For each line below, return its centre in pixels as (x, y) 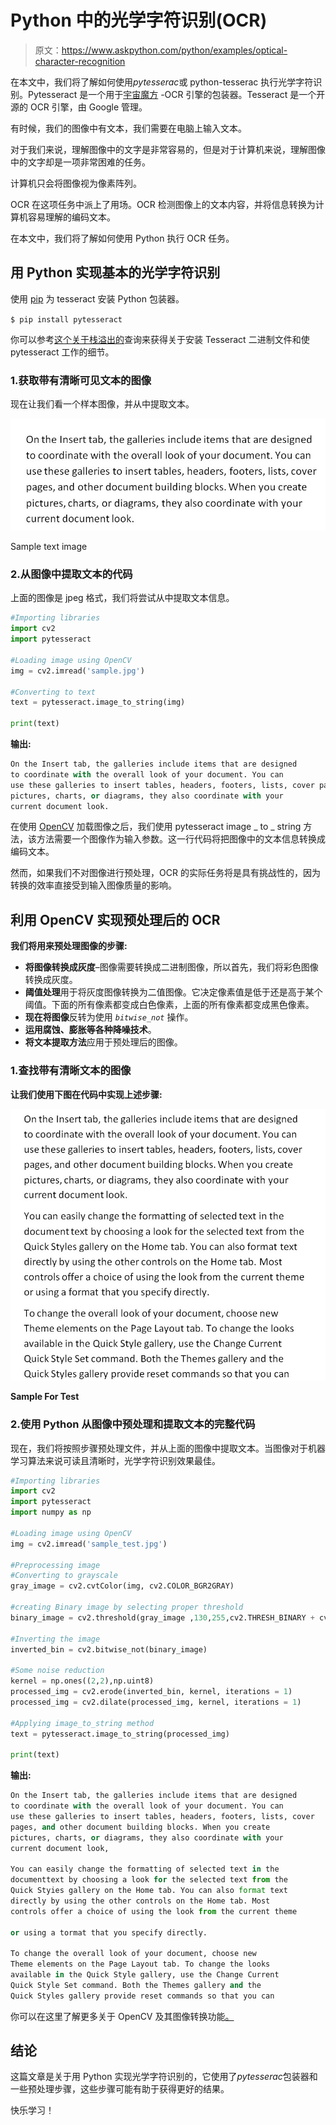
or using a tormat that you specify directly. (109, 1932)
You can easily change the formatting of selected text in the (145, 1869)
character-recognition (80, 61)
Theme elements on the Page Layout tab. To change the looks (140, 1964)
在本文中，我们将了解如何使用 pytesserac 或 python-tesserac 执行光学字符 (162, 82)
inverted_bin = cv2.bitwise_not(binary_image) (109, 1649)
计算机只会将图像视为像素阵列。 (76, 183)
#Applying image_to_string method (82, 1723)
